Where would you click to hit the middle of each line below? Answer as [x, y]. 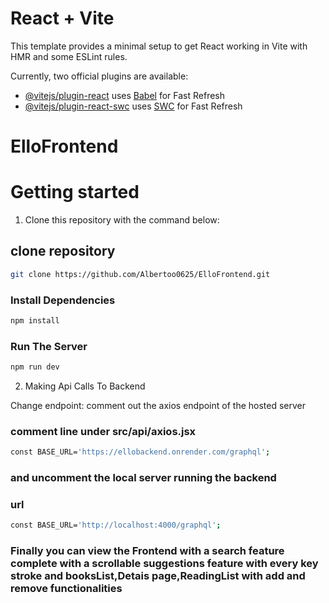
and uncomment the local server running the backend [143, 478]
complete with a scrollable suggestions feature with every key [164, 564]
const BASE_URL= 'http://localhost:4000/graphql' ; [116, 525]
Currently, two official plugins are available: [99, 76]
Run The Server [49, 346]
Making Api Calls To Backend [85, 386]
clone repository [63, 251]
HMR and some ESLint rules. [69, 56]
